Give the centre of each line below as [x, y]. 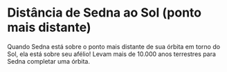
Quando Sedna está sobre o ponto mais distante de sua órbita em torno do [113, 46]
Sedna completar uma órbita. [49, 61]
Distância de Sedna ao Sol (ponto [105, 13]
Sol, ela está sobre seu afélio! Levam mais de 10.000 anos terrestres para [112, 54]
